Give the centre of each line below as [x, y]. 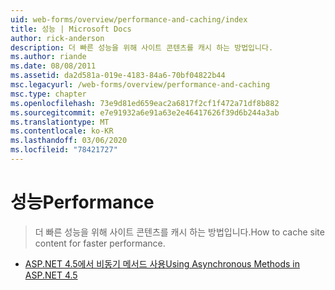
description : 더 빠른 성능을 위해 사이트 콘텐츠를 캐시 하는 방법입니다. [142, 47]
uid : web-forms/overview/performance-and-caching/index [129, 19]
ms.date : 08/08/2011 [53, 66]
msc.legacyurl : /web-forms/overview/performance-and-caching [140, 85]
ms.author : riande [48, 57]
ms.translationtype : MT [60, 122]
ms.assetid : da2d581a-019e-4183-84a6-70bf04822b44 [118, 76]
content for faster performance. [100, 243]
